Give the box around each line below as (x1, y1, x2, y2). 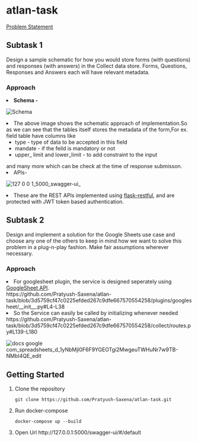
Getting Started (6, 369, 65, 379)
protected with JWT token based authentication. (6, 198, 124, 205)
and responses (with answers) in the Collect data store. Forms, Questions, (6, 62, 187, 69)
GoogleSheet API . (6, 285, 49, 292)
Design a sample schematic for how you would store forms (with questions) (6, 56, 191, 63)
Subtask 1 (6, 40, 43, 50)
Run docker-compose (14, 406, 68, 414)
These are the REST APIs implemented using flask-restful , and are (14, 192, 175, 199)
